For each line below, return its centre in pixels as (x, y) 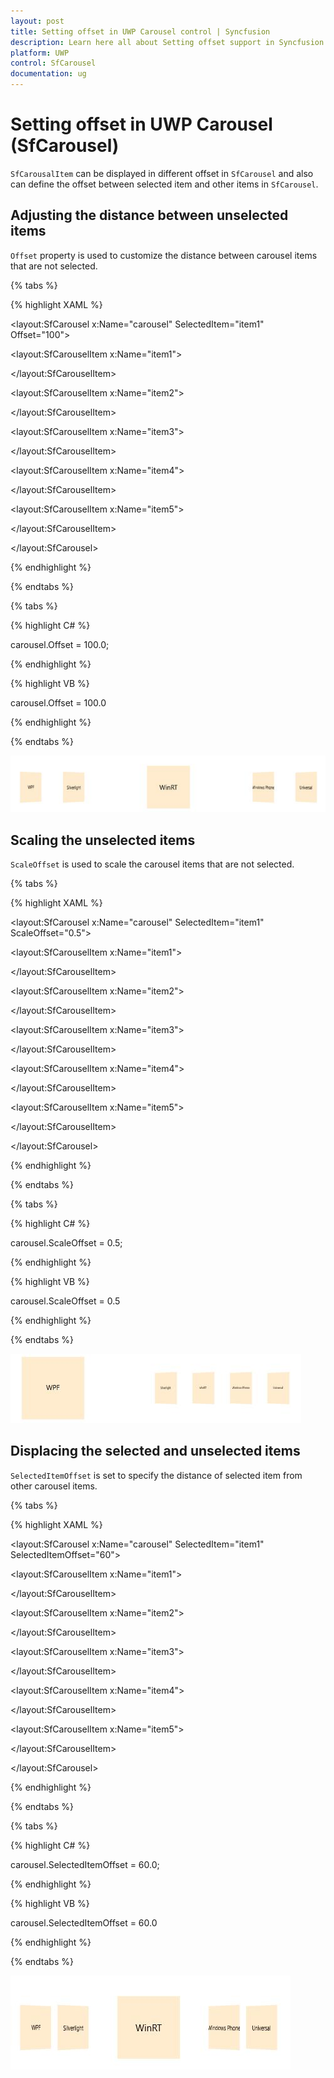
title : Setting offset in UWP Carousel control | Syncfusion (140, 31)
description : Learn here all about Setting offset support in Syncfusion (167, 42)
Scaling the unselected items (103, 840)
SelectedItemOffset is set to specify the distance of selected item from (156, 1475)
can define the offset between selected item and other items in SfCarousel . (164, 184)
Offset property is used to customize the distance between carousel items (164, 255)
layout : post (37, 21)
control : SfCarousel (53, 63)
